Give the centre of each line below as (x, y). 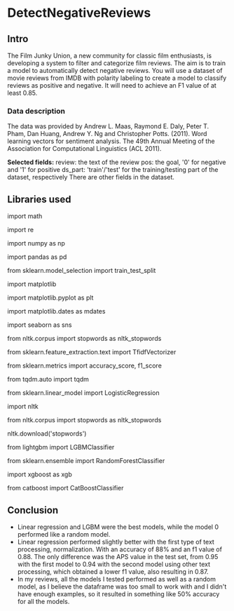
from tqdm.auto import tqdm (48, 380)
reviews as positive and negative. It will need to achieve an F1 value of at (112, 85)
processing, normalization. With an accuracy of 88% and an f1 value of (120, 549)
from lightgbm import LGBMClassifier (61, 448)
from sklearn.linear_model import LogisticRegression (83, 393)
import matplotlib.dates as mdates (56, 311)
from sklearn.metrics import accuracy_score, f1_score (85, 365)
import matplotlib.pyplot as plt (50, 298)
